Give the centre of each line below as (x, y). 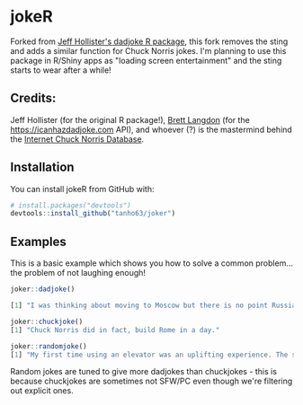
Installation (42, 167)
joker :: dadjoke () (43, 289)
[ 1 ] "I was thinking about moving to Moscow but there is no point (139, 305)
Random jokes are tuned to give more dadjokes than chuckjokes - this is (144, 372)
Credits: (33, 98)
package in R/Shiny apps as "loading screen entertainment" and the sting (146, 60)
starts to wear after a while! (61, 70)
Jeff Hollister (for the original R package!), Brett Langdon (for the (130, 119)
